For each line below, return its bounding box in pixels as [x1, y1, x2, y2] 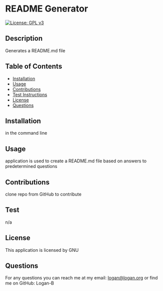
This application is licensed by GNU [5, 247, 79, 253]
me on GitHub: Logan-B [5, 280, 54, 286]
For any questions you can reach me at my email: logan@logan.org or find [5, 275, 158, 281]
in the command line [5, 130, 48, 136]
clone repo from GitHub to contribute [5, 191, 82, 197]
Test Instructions [12, 91, 48, 98]
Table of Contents [5, 62, 63, 71]
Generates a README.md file [5, 47, 66, 53]
